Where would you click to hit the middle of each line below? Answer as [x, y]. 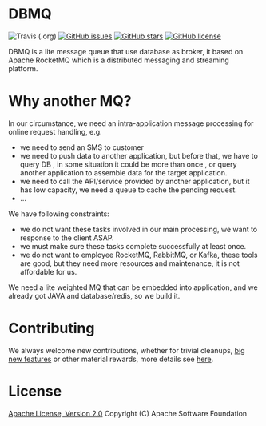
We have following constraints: [59, 214]
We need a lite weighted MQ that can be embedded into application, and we [133, 287]
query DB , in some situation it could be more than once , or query [128, 164]
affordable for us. [48, 271]
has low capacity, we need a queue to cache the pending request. [128, 190]
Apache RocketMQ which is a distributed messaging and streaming [119, 60]
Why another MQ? [70, 101]
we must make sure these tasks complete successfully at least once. [133, 246]
